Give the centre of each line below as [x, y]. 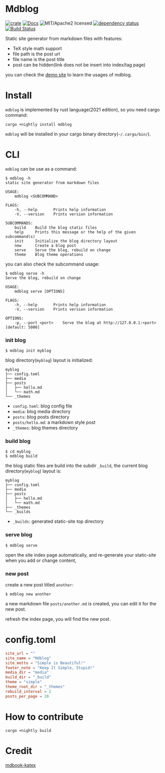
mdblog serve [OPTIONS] [40, 291]
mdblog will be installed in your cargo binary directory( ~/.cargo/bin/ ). [78, 134]
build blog [18, 441]
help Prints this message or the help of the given [75, 232]
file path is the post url [36, 54]
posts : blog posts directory [41, 417]
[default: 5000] [22, 327]
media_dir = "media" [27, 673]
